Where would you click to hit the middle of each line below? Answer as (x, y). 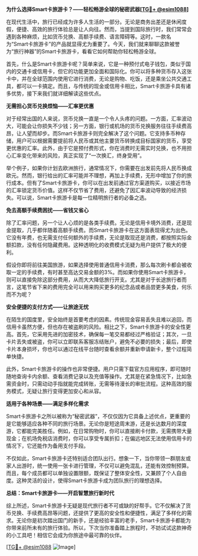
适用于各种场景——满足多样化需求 (47, 404)
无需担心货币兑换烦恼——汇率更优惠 (50, 106)
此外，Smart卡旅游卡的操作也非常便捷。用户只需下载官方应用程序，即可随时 (99, 369)
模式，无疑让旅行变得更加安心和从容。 (57, 391)
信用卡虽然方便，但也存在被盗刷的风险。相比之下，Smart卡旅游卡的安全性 (96, 327)
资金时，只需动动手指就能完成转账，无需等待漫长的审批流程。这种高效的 (99, 384)
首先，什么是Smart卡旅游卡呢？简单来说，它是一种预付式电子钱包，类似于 (96, 64)
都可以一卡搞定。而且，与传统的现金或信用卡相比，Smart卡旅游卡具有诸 (104, 86)
